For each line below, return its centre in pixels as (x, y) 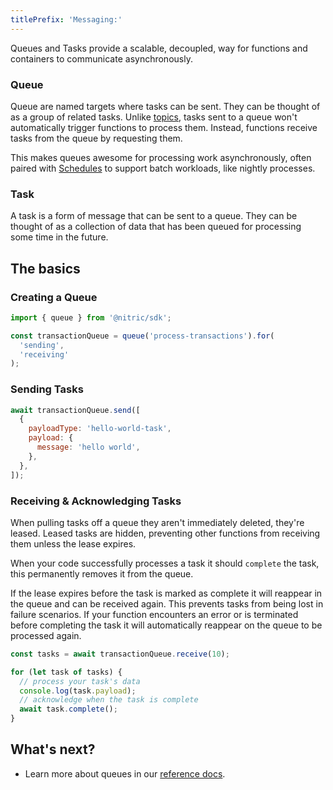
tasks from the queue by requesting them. (96, 138)
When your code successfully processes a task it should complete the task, (165, 563)
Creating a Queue (54, 297)
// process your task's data (80, 681)
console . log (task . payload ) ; (78, 691)
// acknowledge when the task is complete (109, 700)
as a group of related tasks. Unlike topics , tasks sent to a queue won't (154, 117)
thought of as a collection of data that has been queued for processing (156, 227)
